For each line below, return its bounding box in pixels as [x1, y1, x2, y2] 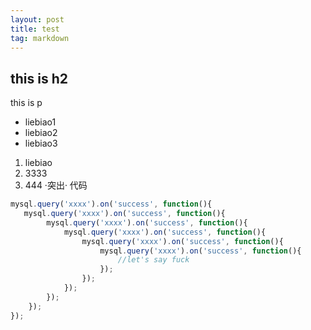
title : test [10, 24, 60, 34]
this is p [10, 97, 43, 109]
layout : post [10, 14, 65, 25]
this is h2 [10, 70, 68, 87]
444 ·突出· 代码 [24, 179, 88, 191]
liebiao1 [24, 116, 57, 128]
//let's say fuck [117, 255, 190, 265]
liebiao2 [24, 127, 58, 139]
